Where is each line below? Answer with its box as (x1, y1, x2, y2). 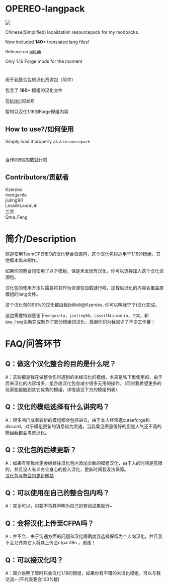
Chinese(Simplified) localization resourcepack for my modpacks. (5, 29, 139, 35)
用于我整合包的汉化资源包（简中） (5, 76, 76, 83)
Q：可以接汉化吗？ (5, 556, 64, 564)
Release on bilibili (5, 48, 42, 54)
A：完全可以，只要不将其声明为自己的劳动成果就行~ (5, 503, 113, 509)
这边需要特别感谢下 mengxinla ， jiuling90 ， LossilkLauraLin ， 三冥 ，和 (5, 312, 149, 318)
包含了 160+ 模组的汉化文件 (5, 87, 63, 93)
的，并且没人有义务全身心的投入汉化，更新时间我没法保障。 (5, 466, 129, 472)
